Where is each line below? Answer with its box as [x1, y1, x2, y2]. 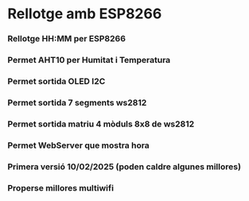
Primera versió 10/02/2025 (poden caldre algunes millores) [7, 160, 242, 172]
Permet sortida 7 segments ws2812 [7, 97, 147, 108]
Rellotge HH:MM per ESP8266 [7, 33, 126, 44]
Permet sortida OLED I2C [7, 75, 106, 87]
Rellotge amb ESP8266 [7, 5, 162, 23]
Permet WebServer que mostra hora [7, 140, 150, 151]
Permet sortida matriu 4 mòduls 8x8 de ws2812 [7, 118, 195, 129]
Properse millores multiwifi [7, 182, 115, 193]
